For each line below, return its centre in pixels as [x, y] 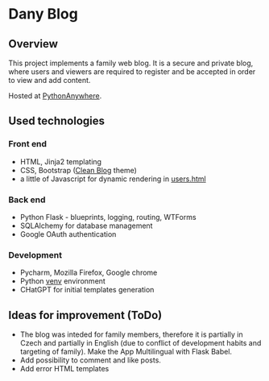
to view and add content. [50, 80]
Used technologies [57, 121]
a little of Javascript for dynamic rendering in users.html [113, 179]
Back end [27, 200]
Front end [27, 144]
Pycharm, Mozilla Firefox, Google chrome [89, 273]
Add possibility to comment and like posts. [90, 360]
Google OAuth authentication [68, 234]
